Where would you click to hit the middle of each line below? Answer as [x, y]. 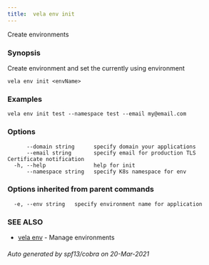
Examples [25, 99]
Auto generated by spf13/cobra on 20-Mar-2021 [78, 254]
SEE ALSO [25, 222]
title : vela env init [41, 14]
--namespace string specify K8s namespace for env [106, 172]
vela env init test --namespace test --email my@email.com [97, 114]
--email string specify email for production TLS [111, 153]
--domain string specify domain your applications [111, 147]
